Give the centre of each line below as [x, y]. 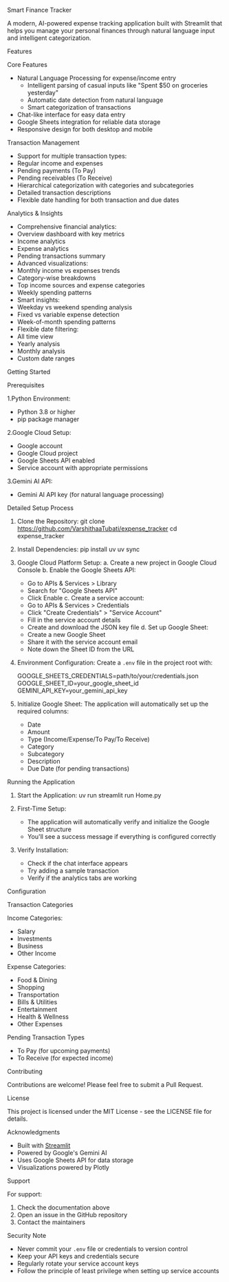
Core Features [28, 64]
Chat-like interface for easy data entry [71, 114]
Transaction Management [44, 143]
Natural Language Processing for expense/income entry [97, 78]
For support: [25, 1194]
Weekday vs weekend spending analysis [75, 307]
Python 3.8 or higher [46, 412]
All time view [35, 336]
